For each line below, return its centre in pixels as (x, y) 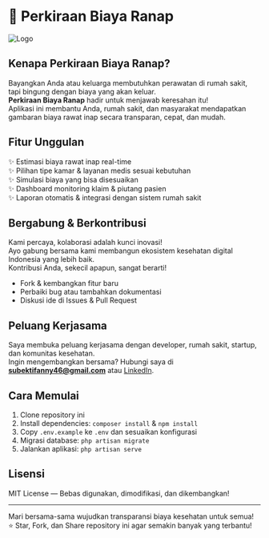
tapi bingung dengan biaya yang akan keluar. (82, 91)
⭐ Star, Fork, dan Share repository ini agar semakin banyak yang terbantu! (130, 525)
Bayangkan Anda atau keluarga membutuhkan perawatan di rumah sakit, (128, 82)
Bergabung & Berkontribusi (77, 223)
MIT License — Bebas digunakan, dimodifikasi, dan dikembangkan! (119, 493)
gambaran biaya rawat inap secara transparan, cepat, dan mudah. (117, 117)
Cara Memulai (44, 395)
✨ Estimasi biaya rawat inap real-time (70, 161)
